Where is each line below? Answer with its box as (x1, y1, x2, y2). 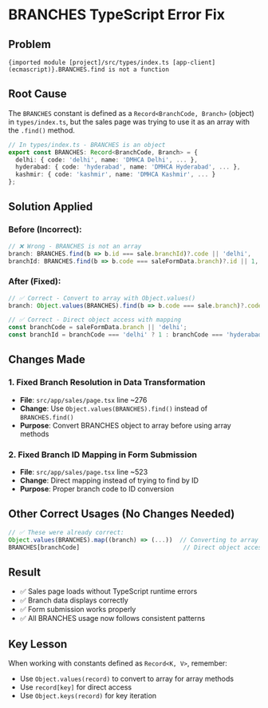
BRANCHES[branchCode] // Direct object (8, 543, 241, 551)
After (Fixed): (8, 276, 61, 287)
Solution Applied (8, 200, 93, 213)
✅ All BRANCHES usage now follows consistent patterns (19, 614, 206, 623)
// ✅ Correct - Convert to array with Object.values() (8, 294, 196, 302)
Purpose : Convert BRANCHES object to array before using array (19, 420, 231, 430)
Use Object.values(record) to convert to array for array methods (19, 674, 234, 684)
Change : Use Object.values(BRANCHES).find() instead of (19, 404, 208, 413)
